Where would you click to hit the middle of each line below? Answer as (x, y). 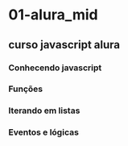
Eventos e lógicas (43, 132)
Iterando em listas (44, 111)
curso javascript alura (64, 45)
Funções (25, 89)
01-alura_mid (53, 15)
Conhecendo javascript (55, 68)
